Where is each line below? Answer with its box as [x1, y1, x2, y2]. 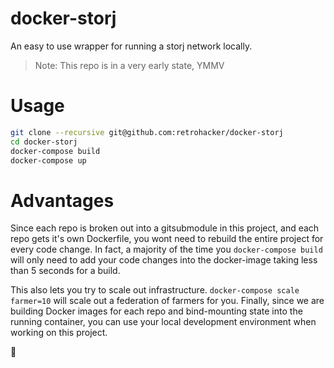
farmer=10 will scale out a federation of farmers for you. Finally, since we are [10, 295, 325, 307]
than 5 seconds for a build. [10, 265, 121, 277]
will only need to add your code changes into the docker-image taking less [10, 254, 318, 266]
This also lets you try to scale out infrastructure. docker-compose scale [10, 284, 300, 296]
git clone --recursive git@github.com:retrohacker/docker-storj [10, 127, 284, 137]
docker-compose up [10, 155, 87, 166]
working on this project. [10, 327, 108, 339]
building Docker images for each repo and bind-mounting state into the [10, 305, 303, 317]
